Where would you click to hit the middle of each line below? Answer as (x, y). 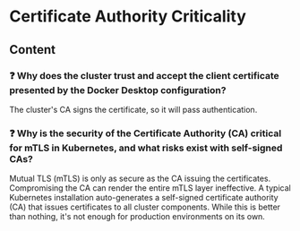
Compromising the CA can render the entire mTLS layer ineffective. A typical (150, 188)
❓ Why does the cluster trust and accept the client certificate (144, 75)
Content (33, 50)
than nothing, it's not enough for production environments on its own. (137, 217)
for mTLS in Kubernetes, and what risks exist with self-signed (146, 148)
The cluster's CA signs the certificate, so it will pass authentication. (133, 109)
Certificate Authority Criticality (128, 17)
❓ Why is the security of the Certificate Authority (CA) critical (146, 133)
